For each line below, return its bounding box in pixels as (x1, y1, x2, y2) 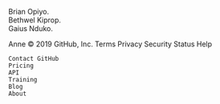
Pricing (8, 62, 35, 70)
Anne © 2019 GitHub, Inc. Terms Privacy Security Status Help (8, 39, 213, 49)
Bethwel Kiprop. (8, 15, 62, 25)
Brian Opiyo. (8, 7, 50, 16)
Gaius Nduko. (8, 24, 54, 33)
